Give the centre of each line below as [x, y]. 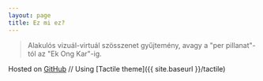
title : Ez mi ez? [37, 23]
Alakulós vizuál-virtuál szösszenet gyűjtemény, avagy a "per [126, 45]
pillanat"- [240, 45]
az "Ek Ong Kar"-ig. [70, 53]
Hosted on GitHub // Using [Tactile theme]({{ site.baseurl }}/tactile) [117, 68]
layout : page [30, 15]
